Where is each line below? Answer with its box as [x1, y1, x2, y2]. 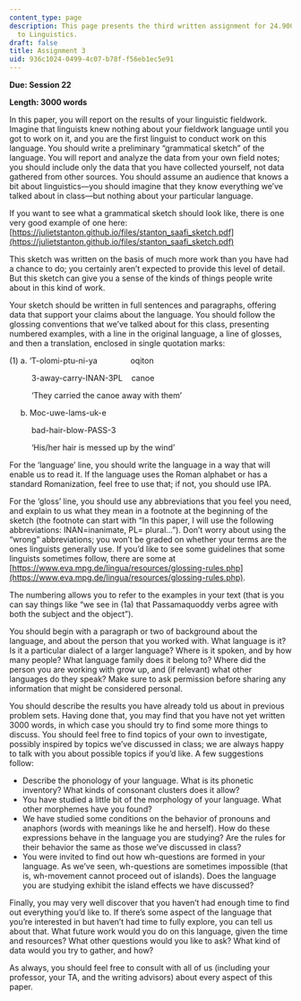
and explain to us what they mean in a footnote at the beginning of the [9, 506, 269, 516]
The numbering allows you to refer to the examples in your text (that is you [9, 589, 285, 600]
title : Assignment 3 [9, 47, 87, 56]
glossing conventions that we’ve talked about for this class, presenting [9, 319, 270, 329]
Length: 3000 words [9, 97, 88, 108]
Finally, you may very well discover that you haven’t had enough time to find [9, 898, 289, 908]
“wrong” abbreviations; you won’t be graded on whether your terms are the [9, 535, 287, 544]
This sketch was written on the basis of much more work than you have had [9, 254, 289, 265]
